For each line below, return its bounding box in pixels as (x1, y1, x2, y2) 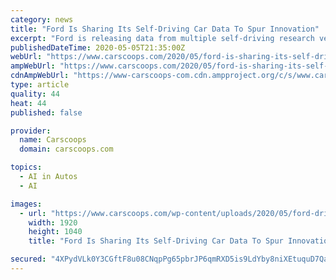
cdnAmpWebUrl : (10, 71, 70, 81)
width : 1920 (28, 217, 78, 228)
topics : (10, 162, 43, 173)
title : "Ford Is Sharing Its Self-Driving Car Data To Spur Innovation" (10, 24, 320, 34)
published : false (10, 107, 83, 118)
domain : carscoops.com (19, 144, 114, 155)
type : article (10, 80, 70, 90)
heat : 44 (10, 98, 47, 108)
